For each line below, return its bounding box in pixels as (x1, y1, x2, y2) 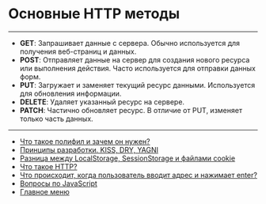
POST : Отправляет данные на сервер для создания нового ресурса (19, 55, 250, 64)
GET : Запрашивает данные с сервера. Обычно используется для (19, 38, 240, 47)
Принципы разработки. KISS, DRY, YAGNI (19, 145, 159, 154)
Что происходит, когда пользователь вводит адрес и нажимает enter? (19, 170, 257, 179)
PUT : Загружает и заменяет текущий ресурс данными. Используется (19, 80, 256, 89)
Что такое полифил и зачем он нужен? (19, 136, 150, 146)
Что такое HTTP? (19, 161, 78, 171)
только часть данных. (19, 114, 93, 123)
